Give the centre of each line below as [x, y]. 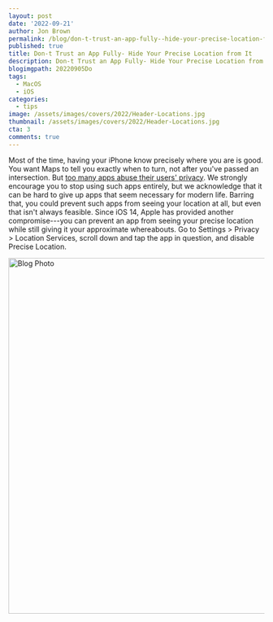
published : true [36, 46]
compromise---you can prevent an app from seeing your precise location [131, 220]
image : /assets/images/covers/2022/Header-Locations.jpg [107, 115]
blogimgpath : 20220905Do [50, 69]
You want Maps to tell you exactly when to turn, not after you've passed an [134, 168]
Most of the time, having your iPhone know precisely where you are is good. [136, 160]
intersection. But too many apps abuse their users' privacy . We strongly [128, 177]
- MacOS [29, 84]
